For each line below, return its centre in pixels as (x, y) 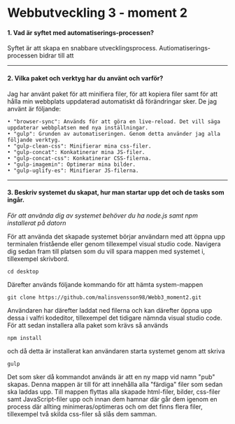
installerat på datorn (37, 222)
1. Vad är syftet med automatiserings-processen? (81, 32)
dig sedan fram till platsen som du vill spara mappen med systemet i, (106, 251)
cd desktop (23, 271)
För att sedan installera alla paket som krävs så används (88, 325)
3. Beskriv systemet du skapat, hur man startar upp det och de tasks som (116, 192)
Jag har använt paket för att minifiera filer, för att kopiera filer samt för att (113, 94)
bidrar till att (57, 56)
